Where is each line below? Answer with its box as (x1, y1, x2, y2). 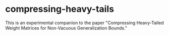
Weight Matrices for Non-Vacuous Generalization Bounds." (5, 25, 128, 31)
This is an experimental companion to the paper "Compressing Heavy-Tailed (5, 20, 164, 26)
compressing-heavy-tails (5, 3, 115, 15)
